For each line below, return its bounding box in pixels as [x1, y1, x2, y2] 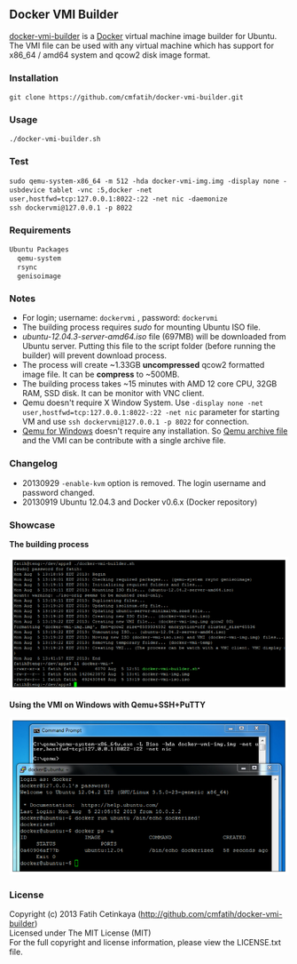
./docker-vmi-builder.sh [9, 135, 101, 144]
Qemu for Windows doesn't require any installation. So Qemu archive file [21, 426, 288, 436]
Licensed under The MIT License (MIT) [9, 928, 152, 938]
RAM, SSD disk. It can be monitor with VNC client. [21, 388, 205, 399]
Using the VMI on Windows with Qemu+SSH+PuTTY [9, 699, 206, 710]
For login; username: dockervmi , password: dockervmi [21, 313, 219, 323]
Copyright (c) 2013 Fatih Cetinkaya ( [9, 909, 142, 920]
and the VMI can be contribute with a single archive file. [21, 435, 226, 446]
